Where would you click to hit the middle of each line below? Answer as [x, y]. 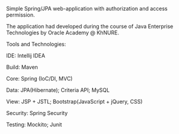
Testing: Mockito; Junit [34, 125]
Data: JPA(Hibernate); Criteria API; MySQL [58, 90]
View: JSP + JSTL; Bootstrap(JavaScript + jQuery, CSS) [74, 101]
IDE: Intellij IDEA [26, 55]
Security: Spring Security [37, 113]
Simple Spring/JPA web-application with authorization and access [87, 9]
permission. [21, 15]
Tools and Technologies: [36, 44]
